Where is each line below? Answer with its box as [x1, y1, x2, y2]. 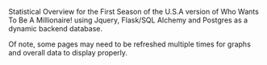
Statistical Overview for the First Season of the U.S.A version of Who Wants [8, 7, 260, 16]
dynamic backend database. [8, 24, 103, 33]
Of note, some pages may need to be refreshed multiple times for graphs [8, 39, 252, 49]
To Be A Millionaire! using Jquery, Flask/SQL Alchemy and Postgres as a [8, 15, 248, 25]
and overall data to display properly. [8, 48, 127, 57]
